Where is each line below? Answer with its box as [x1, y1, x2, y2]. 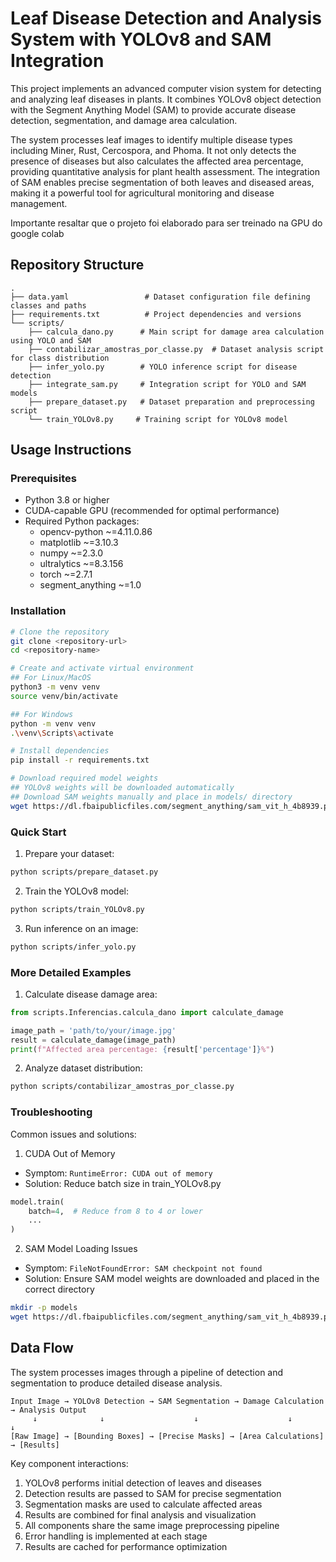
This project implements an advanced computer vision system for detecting [10, 82, 322, 94]
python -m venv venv [10, 718, 97, 729]
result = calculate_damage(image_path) [10, 1035, 177, 1045]
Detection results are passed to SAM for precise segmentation [24, 1487, 282, 1499]
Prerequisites [10, 472, 77, 486]
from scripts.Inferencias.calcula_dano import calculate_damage [10, 1007, 284, 1017]
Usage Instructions [10, 442, 132, 459]
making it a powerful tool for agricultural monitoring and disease [10, 187, 275, 199]
